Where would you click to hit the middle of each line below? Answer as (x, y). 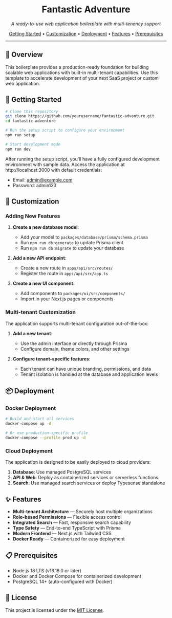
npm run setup (20, 135)
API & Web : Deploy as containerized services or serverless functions (85, 478)
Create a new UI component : (44, 283)
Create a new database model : (46, 227)
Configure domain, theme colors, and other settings (75, 349)
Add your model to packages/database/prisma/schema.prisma (84, 237)
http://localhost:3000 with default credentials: (54, 170)
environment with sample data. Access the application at (65, 164)
